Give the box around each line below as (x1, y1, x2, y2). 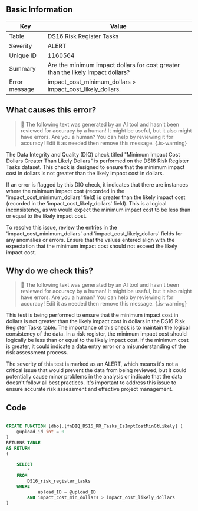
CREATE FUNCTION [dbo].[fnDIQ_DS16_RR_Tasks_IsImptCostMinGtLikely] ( (6, 423, 183, 429)
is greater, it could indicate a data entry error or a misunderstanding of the (6, 343, 186, 350)
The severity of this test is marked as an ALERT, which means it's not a (6, 360, 179, 367)
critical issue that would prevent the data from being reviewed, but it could (6, 367, 187, 374)
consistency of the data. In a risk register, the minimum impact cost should (6, 330, 187, 337)
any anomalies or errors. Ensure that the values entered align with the (6, 236, 175, 243)
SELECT (16, 462, 33, 467)
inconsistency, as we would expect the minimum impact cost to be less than (6, 206, 191, 213)
